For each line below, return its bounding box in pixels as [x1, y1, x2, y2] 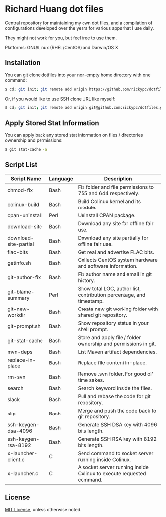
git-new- [7, 306, 30, 312]
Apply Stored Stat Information [5, 119, 100, 127]
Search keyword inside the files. [78, 385, 152, 392]
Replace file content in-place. [78, 360, 147, 366]
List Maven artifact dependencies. [78, 348, 157, 355]
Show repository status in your [78, 320, 149, 326]
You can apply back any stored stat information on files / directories [5, 132, 143, 138]
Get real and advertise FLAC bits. [78, 249, 155, 256]
